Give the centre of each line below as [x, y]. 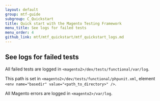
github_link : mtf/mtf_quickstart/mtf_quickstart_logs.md [65, 37]
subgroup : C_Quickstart [29, 19]
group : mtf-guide [23, 14]
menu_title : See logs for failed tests [46, 28]
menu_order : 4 [20, 33]
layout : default [22, 10]
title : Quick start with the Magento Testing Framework [63, 23]
